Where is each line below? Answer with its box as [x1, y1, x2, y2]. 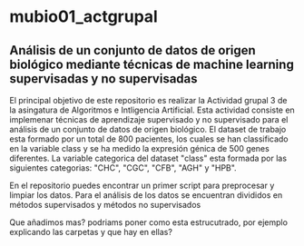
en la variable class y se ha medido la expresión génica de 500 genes [9, 143, 270, 153]
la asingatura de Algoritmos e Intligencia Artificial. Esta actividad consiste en [9, 104, 295, 115]
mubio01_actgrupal [9, 6, 159, 27]
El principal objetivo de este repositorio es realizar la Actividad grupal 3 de [9, 95, 288, 105]
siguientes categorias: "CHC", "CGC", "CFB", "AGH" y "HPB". [9, 162, 238, 173]
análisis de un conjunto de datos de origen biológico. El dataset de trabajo [9, 124, 287, 134]
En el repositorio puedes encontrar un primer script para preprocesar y [9, 180, 275, 191]
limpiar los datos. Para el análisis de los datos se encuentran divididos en [9, 190, 283, 201]
